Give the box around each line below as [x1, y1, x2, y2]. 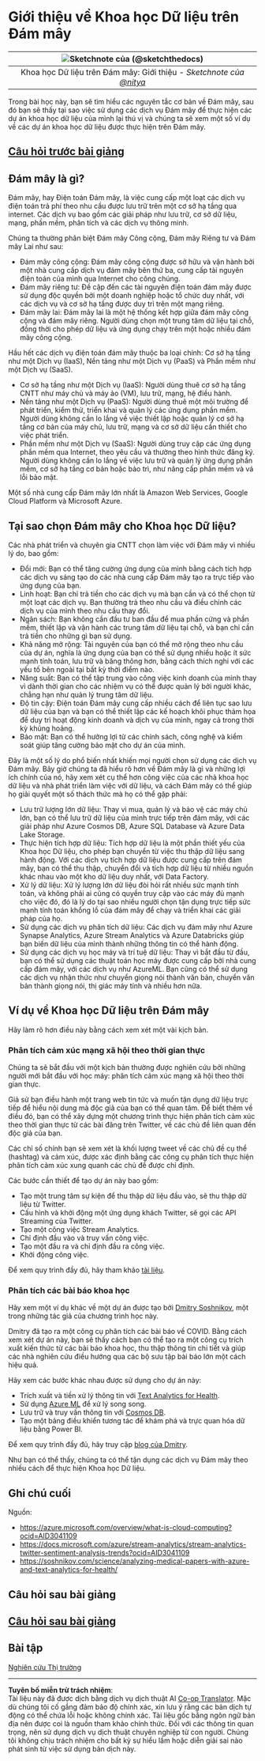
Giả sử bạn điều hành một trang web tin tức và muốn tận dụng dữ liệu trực [8, 1095, 248, 1105]
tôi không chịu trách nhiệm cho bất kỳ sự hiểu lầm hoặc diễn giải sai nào [8, 1736, 243, 1745]
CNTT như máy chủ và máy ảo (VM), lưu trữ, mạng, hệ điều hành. [19, 388, 233, 399]
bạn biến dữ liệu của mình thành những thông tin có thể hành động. [19, 939, 239, 948]
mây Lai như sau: [8, 242, 64, 251]
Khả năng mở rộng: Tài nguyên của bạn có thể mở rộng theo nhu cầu [19, 639, 244, 648]
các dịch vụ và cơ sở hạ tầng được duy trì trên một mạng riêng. [19, 299, 225, 308]
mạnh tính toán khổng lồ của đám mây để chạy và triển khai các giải [19, 905, 241, 915]
